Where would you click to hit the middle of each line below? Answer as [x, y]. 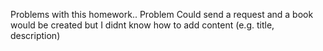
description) [35, 35]
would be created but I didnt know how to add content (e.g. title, [142, 25]
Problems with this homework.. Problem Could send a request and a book [162, 14]
